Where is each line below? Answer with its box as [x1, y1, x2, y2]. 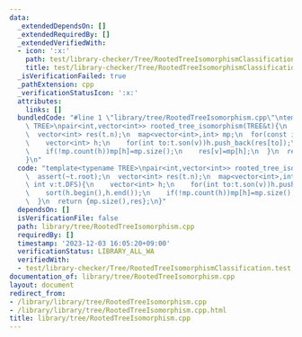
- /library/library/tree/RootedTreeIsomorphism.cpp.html [9, 306, 227, 315]
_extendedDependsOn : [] [17, 22, 106, 31]
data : [9, 13, 30, 22]
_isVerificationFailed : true [17, 72, 127, 81]
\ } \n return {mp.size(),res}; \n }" [25, 197, 167, 207]
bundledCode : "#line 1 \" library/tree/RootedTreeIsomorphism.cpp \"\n [17, 113, 283, 122]
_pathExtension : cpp [17, 80, 94, 89]
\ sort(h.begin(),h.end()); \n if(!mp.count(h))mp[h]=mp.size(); [25, 189, 296, 198]
